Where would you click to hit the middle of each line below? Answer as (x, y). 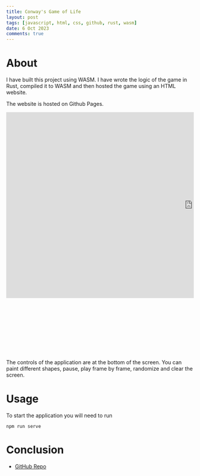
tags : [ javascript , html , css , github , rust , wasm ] (71, 23)
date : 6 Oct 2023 (28, 28)
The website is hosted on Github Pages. (55, 104)
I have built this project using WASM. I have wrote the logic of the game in (97, 80)
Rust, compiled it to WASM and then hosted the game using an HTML (91, 86)
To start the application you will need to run (59, 415)
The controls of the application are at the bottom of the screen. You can (94, 362)
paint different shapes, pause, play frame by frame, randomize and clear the (100, 369)
